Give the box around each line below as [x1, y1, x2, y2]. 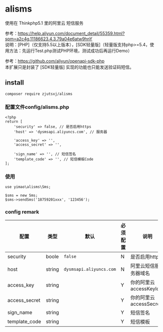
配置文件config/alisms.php [5, 104, 69, 110]
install [5, 79, 24, 87]
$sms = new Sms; [5, 193, 38, 198]
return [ [5, 119, 23, 124]
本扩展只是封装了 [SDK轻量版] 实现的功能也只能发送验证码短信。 [5, 64, 134, 70]
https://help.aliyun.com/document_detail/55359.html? [17, 30, 125, 36]
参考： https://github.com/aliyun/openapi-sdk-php [5, 58, 105, 64]
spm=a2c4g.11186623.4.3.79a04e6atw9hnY [5, 35, 93, 42]
